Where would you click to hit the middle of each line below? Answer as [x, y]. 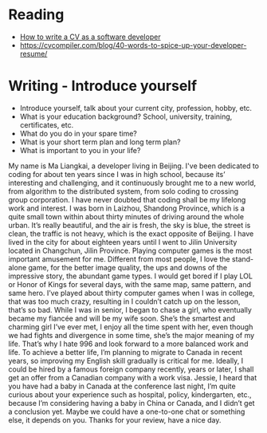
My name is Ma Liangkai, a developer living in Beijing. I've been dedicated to [134, 166]
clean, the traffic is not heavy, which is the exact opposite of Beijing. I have [131, 234]
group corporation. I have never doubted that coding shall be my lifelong [127, 199]
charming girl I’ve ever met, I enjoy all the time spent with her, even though [131, 327]
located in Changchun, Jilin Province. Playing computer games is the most [130, 250]
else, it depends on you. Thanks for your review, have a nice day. [115, 419]
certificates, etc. [47, 124]
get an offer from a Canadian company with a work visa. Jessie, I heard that [133, 377]
